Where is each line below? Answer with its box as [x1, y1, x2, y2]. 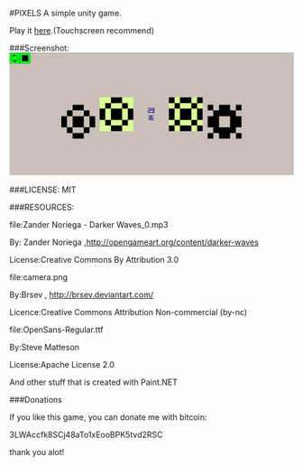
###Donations [9, 395, 63, 405]
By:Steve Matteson [9, 342, 79, 353]
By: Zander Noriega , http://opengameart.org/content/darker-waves [9, 237, 259, 247]
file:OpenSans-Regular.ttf [9, 324, 104, 335]
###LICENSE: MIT [9, 184, 77, 195]
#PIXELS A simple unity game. [9, 8, 122, 18]
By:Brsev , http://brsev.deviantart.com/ [9, 289, 154, 301]
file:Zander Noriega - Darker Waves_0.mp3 [9, 219, 169, 230]
